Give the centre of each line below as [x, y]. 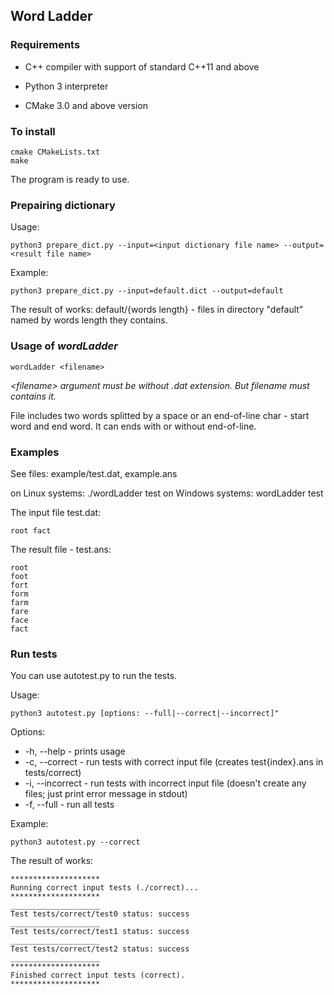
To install [33, 131]
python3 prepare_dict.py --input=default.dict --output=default [147, 291]
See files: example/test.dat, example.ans [94, 473]
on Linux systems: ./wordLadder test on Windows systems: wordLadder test [167, 493]
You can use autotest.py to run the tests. [94, 676]
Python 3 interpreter [66, 86]
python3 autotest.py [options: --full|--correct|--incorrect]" [145, 714]
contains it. [33, 396]
